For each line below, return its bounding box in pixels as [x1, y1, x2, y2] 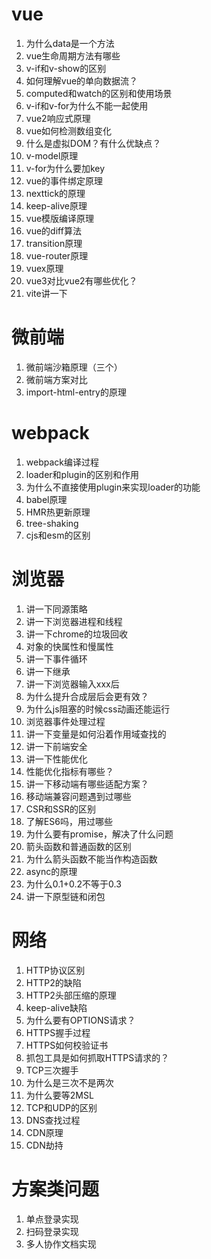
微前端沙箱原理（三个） [25, 361, 123, 373]
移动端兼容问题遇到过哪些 [25, 790, 132, 802]
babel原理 [25, 493, 68, 505]
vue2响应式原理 [25, 112, 91, 124]
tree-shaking [25, 517, 79, 529]
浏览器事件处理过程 [25, 715, 106, 727]
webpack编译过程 [25, 456, 99, 468]
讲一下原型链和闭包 [25, 890, 106, 902]
